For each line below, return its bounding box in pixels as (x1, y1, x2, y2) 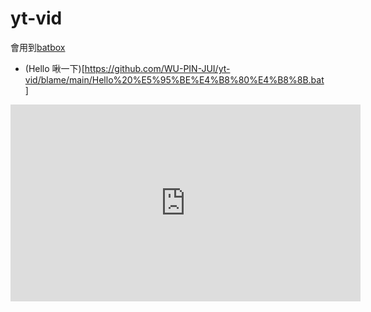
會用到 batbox (10, 41, 66, 53)
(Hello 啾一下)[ (24, 62, 85, 74)
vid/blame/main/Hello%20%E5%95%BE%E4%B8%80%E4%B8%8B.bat (24, 73, 325, 86)
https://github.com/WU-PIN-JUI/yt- (84, 62, 231, 74)
